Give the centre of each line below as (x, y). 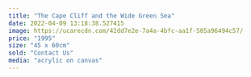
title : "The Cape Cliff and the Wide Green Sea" (92, 16)
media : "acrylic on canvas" (56, 61)
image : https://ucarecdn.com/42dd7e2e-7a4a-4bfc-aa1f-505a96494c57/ (126, 30)
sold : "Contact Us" (41, 53)
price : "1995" (32, 38)
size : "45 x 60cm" (39, 46)
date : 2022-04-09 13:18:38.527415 (67, 23)
